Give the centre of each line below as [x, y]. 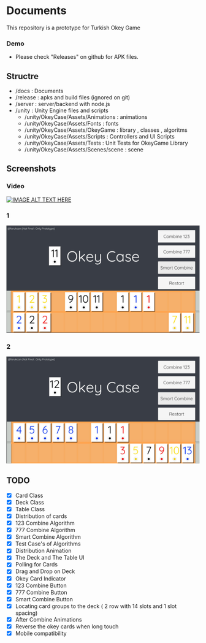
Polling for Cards [36, 565]
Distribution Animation [43, 551]
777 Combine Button [41, 592]
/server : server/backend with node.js [63, 104]
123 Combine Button [41, 585]
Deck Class [29, 502]
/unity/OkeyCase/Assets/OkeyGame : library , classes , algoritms [106, 130]
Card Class [29, 495]
